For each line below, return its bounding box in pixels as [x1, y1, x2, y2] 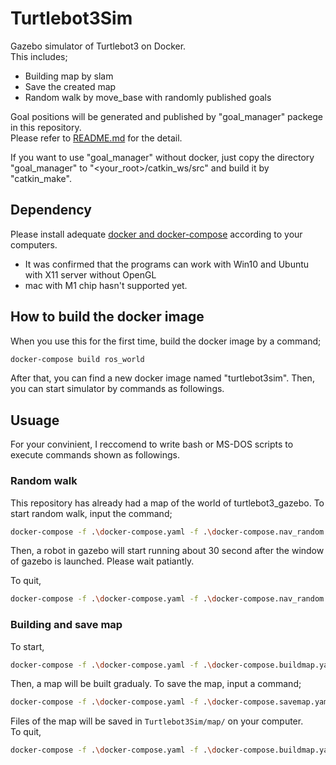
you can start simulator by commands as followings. [10, 383, 225, 395]
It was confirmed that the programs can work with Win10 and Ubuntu [24, 258, 310, 270]
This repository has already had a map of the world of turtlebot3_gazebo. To [10, 497, 325, 509]
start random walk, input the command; [10, 507, 173, 519]
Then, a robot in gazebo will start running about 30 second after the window [10, 545, 325, 557]
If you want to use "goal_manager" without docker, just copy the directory [10, 151, 315, 163]
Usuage [10, 412, 60, 429]
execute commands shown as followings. [10, 449, 180, 461]
